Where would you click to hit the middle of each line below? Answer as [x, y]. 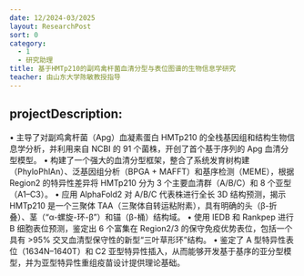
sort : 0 [24, 35]
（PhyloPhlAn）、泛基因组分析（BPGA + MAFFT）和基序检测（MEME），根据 [152, 171]
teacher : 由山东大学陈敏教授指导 [65, 77]
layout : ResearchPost [51, 26]
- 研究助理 [35, 60]
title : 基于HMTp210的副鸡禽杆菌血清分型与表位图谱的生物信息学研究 [123, 69]
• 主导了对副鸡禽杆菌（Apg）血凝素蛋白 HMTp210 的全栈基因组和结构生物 [148, 137]
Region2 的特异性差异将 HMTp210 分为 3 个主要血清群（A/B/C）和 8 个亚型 [151, 182]
